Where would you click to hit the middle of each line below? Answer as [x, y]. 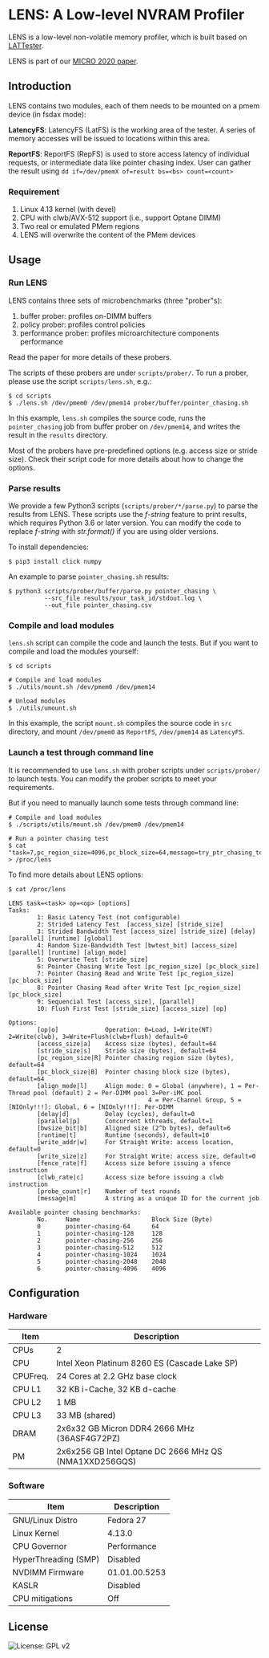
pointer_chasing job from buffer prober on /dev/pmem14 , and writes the [124, 426]
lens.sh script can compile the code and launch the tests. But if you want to [133, 643]
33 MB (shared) [86, 1416]
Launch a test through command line [81, 752]
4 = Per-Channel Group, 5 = [195, 1100]
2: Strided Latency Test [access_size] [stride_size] [130, 924]
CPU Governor [40, 1546]
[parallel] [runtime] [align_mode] [68, 952]
